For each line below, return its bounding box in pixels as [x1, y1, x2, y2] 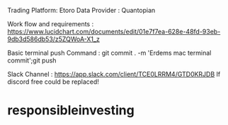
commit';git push [7, 56, 57, 65]
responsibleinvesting [7, 102, 135, 119]
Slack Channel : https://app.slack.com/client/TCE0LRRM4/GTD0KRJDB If [7, 70, 221, 78]
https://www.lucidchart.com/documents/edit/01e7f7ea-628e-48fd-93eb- [7, 28, 221, 36]
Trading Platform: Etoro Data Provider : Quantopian [7, 6, 156, 14]
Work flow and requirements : [7, 20, 94, 28]
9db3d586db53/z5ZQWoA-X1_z [7, 35, 101, 43]
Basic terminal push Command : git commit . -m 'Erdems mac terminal [7, 49, 212, 57]
